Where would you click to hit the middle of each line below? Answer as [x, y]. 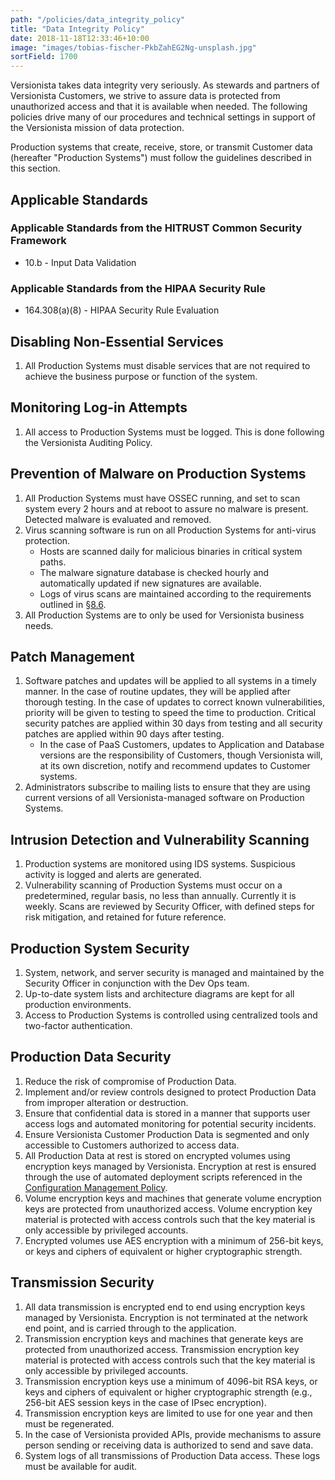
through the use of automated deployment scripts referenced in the [163, 1177]
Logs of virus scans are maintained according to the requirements [175, 593]
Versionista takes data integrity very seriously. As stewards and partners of [165, 85]
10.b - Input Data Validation [80, 262]
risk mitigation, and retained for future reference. [125, 917]
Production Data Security [91, 1057]
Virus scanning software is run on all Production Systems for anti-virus [170, 530]
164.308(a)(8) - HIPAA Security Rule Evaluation [122, 310]
